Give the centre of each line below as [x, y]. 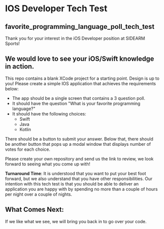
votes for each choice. [28, 149]
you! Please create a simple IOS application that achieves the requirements [81, 83]
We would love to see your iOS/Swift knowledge [80, 59]
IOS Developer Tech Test [56, 9]
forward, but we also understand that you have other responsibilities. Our [79, 179]
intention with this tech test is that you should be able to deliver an [72, 183]
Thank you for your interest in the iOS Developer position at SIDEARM [75, 38]
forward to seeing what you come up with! [48, 164]
